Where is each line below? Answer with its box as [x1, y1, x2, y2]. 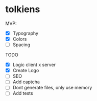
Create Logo [12, 68, 39, 74]
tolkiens [5, 4, 40, 15]
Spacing [12, 42, 31, 48]
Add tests [12, 90, 33, 96]
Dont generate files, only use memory [12, 85, 92, 91]
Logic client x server [12, 62, 56, 68]
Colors [12, 36, 27, 42]
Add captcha [12, 79, 40, 85]
